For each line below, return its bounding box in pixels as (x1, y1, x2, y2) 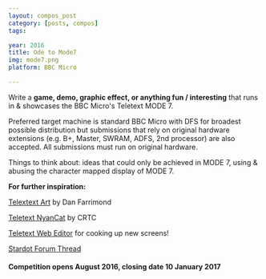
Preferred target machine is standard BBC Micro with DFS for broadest (8, 116, 242, 126)
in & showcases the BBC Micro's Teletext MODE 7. (8, 101, 174, 111)
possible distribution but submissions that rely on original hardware (8, 125, 230, 135)
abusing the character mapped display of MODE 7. (8, 166, 175, 176)
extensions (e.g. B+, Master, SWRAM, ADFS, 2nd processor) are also (8, 133, 236, 143)
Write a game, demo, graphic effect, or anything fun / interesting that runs (8, 92, 259, 102)
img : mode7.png (8, 56, 59, 64)
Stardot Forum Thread (8, 244, 82, 253)
